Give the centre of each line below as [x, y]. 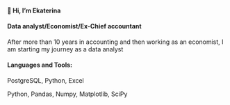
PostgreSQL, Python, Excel [46, 80]
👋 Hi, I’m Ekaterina [34, 10]
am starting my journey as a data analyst [65, 49]
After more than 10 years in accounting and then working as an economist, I [115, 42]
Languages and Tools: [40, 65]
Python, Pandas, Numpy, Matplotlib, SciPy [67, 94]
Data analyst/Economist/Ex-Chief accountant [74, 26]
